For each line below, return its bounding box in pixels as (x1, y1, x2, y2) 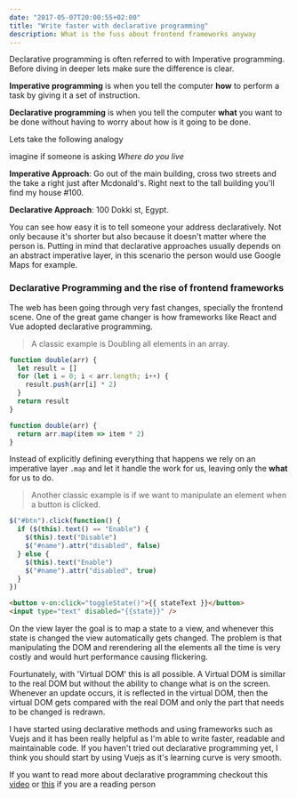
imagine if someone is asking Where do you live (9, 151, 184, 162)
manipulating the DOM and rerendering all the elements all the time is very (9, 642, 282, 653)
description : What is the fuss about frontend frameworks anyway (9, 29, 256, 38)
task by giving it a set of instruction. (9, 90, 140, 101)
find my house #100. (9, 188, 84, 198)
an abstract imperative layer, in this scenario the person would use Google (9, 250, 282, 261)
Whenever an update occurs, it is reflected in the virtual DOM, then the (9, 688, 269, 698)
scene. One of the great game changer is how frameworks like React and (9, 311, 277, 322)
